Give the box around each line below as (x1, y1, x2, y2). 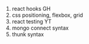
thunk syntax (11, 31, 44, 38)
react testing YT (11, 18, 52, 25)
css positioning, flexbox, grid (11, 11, 84, 19)
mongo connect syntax (11, 24, 69, 31)
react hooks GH (11, 5, 51, 12)
